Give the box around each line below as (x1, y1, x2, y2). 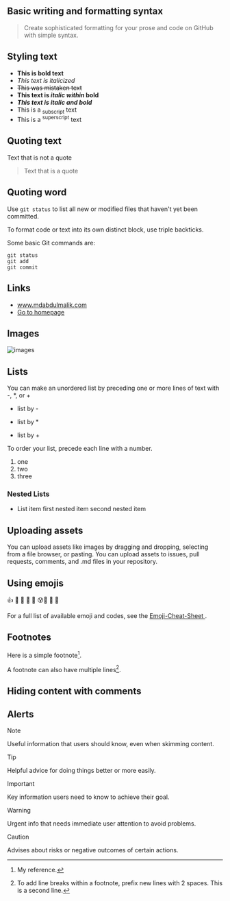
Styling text (7, 51, 58, 62)
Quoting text (7, 135, 62, 147)
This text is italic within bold (16, 90, 99, 99)
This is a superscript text (16, 114, 82, 124)
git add (7, 258, 29, 264)
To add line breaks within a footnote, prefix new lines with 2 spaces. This (16, 879, 223, 887)
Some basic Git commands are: (7, 238, 96, 247)
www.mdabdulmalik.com (16, 301, 87, 309)
